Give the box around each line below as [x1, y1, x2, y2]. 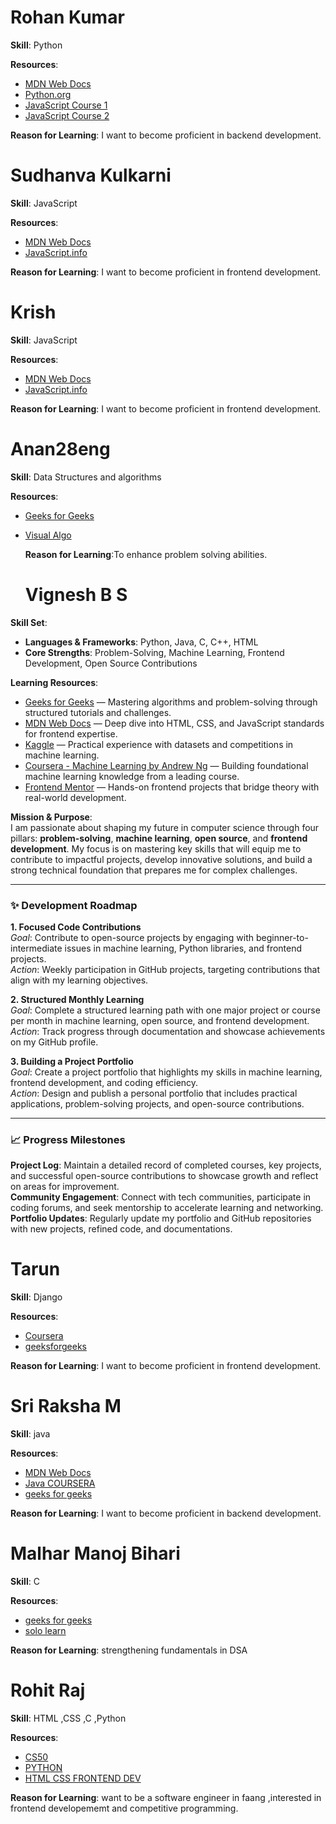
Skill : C [10, 1576, 40, 1588]
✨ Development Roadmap [10, 898, 138, 912]
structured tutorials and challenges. [24, 706, 172, 718]
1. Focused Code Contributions [10, 921, 142, 933]
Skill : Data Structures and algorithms [10, 471, 162, 483]
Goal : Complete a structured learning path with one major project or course [10, 1004, 321, 1016]
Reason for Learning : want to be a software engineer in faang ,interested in [10, 1792, 322, 1804]
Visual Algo [24, 529, 72, 541]
